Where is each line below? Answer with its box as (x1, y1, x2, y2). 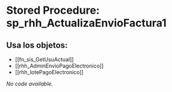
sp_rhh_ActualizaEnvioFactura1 (6, 16, 167, 30)
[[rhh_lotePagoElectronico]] (14, 69, 84, 75)
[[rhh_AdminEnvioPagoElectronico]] (14, 62, 104, 69)
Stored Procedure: (6, 4, 100, 17)
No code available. (6, 80, 53, 87)
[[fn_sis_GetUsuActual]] (14, 56, 74, 63)
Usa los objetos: (6, 40, 68, 50)
